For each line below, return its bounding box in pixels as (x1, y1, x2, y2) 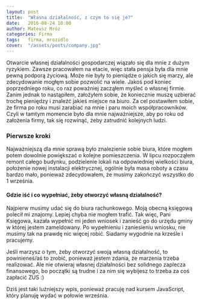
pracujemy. (6, 236, 34, 244)
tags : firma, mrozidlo (6, 37, 69, 43)
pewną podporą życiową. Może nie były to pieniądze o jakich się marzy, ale (6, 72, 194, 79)
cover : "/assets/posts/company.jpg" (6, 43, 101, 49)
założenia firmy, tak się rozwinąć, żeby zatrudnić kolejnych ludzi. (6, 116, 168, 124)
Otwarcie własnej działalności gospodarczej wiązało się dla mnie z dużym (6, 58, 190, 66)
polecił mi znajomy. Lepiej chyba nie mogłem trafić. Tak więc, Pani (6, 211, 171, 218)
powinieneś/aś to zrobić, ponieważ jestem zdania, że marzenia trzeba (6, 254, 180, 262)
